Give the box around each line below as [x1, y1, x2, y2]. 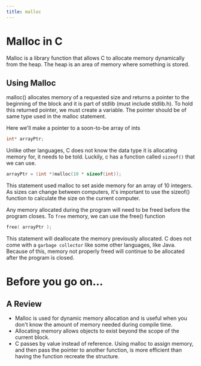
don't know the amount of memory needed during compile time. [14, 321, 173, 328]
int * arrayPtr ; [6, 136, 44, 142]
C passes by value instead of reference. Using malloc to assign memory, [14, 340, 194, 347]
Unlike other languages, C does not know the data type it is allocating [6, 147, 178, 154]
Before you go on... [6, 275, 103, 289]
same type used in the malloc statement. [6, 113, 106, 120]
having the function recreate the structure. [14, 353, 120, 359]
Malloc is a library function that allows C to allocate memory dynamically [6, 54, 185, 62]
